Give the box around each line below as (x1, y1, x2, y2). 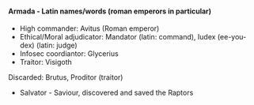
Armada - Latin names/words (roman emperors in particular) (8, 6, 212, 16)
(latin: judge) (36, 40, 78, 51)
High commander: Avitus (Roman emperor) (19, 24, 160, 33)
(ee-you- (217, 32, 247, 42)
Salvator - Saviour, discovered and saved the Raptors (19, 88, 194, 98)
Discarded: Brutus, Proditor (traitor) (8, 73, 123, 82)
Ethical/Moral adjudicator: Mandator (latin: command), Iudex (19, 32, 216, 42)
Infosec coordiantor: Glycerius (19, 49, 119, 58)
